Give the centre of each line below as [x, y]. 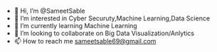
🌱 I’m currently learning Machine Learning [75, 26]
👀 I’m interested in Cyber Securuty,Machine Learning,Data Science [112, 18]
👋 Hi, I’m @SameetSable [49, 11]
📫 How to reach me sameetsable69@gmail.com [85, 41]
